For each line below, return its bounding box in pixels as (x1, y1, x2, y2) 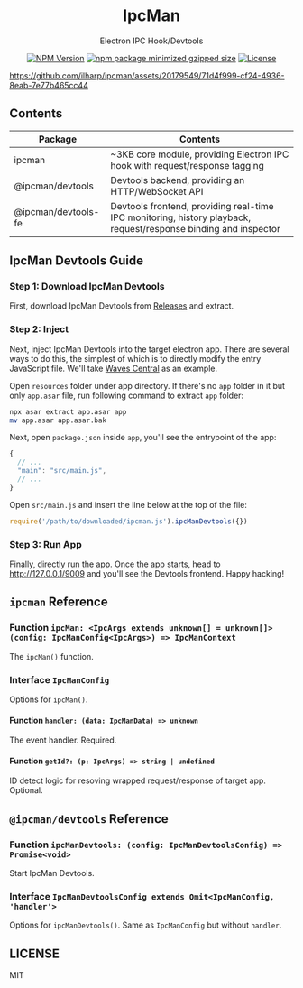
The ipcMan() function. (9, 651, 95, 661)
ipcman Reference (9, 595, 108, 610)
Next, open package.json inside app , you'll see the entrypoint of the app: (9, 432, 277, 443)
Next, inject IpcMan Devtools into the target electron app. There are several (9, 344, 289, 355)
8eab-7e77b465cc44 (9, 79, 88, 90)
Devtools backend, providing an (110, 173, 245, 186)
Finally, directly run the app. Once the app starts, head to (9, 559, 221, 569)
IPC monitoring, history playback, (110, 211, 251, 224)
